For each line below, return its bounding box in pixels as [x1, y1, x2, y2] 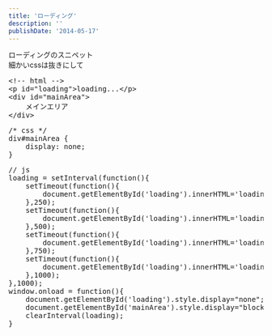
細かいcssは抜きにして [8, 60, 84, 70]
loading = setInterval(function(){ [8, 173, 150, 183]
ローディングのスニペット [8, 50, 94, 60]
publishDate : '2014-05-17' [8, 27, 100, 35]
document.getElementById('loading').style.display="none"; [25, 295, 265, 304]
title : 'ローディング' [8, 11, 77, 20]
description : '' [8, 19, 63, 28]
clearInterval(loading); [25, 311, 124, 321]
